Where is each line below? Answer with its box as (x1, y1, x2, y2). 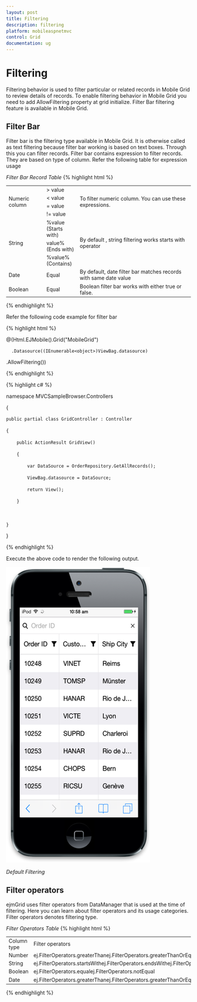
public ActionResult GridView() (16, 440, 96, 445)
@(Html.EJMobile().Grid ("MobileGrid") (6, 336, 98, 343)
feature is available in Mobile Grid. (6, 105, 89, 112)
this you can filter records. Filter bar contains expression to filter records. (6, 150, 183, 157)
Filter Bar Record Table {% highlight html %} (6, 173, 113, 180)
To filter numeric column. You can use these (79, 195, 186, 202)
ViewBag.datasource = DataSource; (27, 475, 111, 481)
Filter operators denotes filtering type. (6, 913, 98, 920)
